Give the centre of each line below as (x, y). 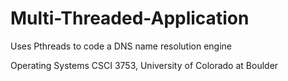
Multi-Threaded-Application (130, 18)
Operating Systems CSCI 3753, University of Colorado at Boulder (144, 65)
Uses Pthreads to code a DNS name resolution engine (121, 46)
